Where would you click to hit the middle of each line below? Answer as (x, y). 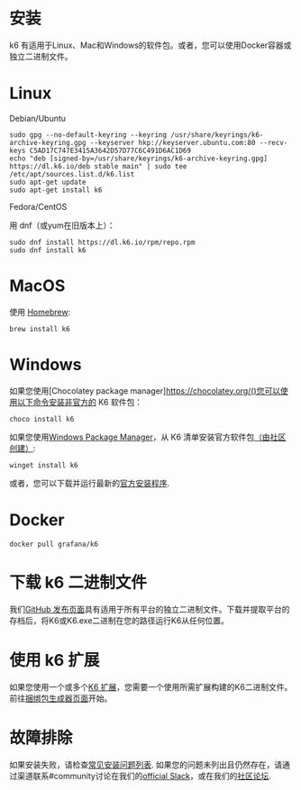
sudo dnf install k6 (48, 250)
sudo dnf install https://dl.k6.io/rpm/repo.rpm (102, 242)
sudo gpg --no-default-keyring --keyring (88, 135)
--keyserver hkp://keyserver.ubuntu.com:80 (173, 142)
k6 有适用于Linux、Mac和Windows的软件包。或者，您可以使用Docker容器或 (150, 45)
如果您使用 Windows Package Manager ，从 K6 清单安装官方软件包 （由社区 (148, 437)
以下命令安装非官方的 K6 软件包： (79, 402)
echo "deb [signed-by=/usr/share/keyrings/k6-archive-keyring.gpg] (139, 159)
